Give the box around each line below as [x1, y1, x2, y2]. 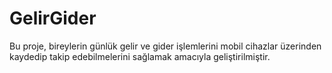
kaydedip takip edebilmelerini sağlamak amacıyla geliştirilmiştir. [9, 50, 271, 62]
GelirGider [9, 7, 97, 30]
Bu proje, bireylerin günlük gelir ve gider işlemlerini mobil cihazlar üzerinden [9, 40, 322, 52]
